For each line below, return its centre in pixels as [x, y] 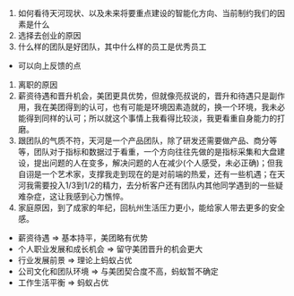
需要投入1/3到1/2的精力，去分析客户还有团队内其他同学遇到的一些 [155, 185]
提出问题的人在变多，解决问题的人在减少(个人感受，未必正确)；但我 [159, 163]
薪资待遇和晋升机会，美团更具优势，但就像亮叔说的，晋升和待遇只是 [143, 96]
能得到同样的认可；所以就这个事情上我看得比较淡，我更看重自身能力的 [147, 118]
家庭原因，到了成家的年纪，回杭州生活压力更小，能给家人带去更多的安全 [151, 207]
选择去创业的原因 [49, 35]
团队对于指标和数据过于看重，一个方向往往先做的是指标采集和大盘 [156, 152]
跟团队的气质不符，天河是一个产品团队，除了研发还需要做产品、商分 [143, 140]
